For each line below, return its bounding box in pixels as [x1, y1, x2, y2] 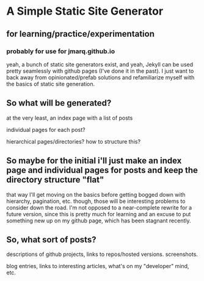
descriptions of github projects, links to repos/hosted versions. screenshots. [6, 250, 199, 258]
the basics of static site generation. [6, 80, 95, 87]
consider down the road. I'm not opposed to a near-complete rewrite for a [6, 203, 192, 211]
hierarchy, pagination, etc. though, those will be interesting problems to [6, 197, 186, 205]
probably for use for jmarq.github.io [6, 47, 115, 56]
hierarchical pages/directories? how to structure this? [6, 137, 141, 145]
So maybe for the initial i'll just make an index [6, 156, 182, 166]
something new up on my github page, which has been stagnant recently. [6, 217, 191, 224]
